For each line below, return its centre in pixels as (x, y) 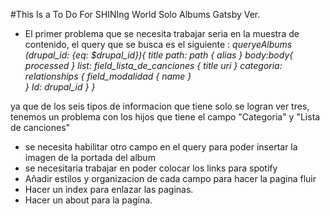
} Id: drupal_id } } (60, 87)
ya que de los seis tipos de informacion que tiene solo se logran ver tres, (160, 106)
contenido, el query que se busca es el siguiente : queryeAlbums (158, 44)
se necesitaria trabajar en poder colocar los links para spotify (151, 168)
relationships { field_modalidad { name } (108, 76)
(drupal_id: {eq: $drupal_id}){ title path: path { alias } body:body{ (159, 55)
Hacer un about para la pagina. (88, 200)
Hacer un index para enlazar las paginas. (109, 189)
